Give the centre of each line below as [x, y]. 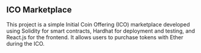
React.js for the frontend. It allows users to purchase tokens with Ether [95, 37]
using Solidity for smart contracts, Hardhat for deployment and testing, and [101, 31]
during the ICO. [25, 43]
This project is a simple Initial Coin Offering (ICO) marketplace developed [98, 24]
